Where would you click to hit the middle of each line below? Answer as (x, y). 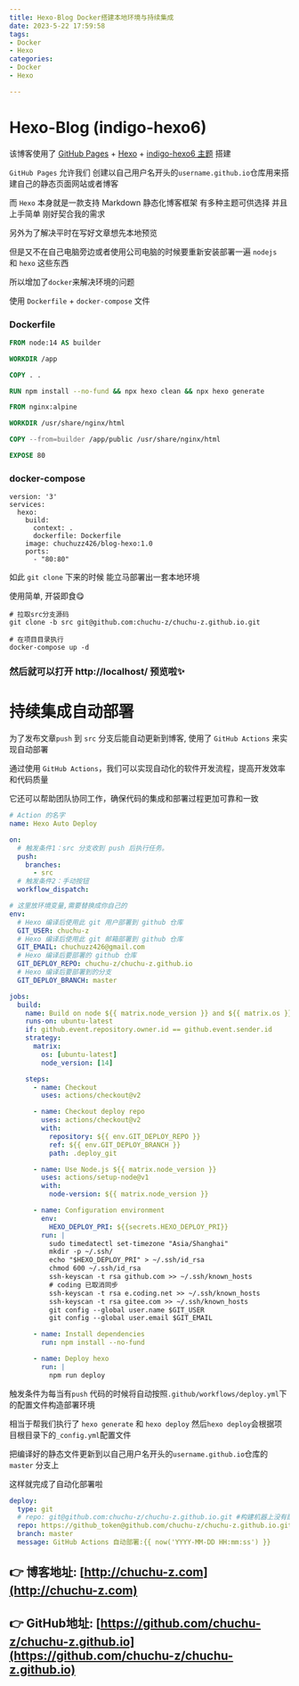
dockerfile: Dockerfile (77, 536)
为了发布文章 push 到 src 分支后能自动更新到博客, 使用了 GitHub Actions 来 (145, 738)
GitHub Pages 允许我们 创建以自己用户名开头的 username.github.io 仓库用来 (145, 172)
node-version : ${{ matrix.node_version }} (129, 1194)
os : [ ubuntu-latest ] (79, 1054)
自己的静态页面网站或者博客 (67, 183)
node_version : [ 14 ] (77, 1063)
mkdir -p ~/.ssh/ (81, 1252)
